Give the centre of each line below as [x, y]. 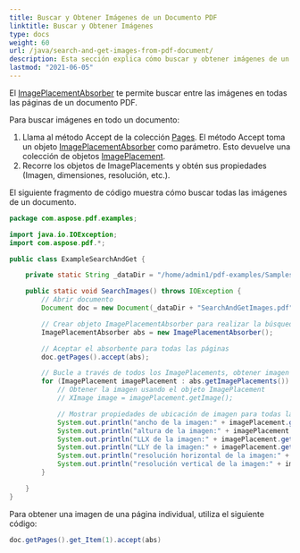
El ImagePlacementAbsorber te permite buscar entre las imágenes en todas [148, 93]
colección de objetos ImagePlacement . [94, 156]
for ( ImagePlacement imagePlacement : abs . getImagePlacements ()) [166, 381]
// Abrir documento [78, 300]
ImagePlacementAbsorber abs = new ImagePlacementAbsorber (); [158, 332]
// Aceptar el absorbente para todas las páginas [135, 349]
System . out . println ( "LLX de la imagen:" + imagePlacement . [169, 439]
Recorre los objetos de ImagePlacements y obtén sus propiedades [144, 166]
